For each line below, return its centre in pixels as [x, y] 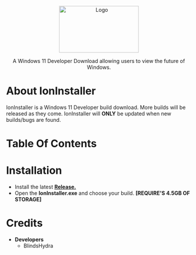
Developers [29, 239]
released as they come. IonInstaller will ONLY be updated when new [89, 113]
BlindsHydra [38, 246]
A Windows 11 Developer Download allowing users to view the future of [99, 61]
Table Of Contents [52, 144]
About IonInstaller [51, 91]
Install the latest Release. [45, 187]
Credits [24, 223]
